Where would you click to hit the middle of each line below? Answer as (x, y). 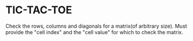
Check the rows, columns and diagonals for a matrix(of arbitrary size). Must (96, 26)
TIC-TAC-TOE (39, 10)
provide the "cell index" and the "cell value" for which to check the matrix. (94, 32)
